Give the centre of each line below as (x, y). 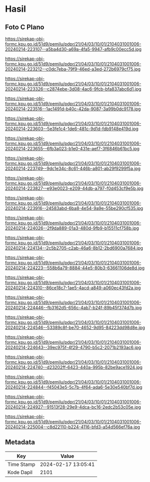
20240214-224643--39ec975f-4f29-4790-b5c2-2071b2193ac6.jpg (73, 347)
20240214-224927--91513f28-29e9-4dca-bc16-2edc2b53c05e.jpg (73, 407)
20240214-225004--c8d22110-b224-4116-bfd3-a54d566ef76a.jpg (73, 427)
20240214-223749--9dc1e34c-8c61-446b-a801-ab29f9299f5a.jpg (73, 168)
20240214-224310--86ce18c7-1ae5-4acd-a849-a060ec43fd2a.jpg (73, 288)
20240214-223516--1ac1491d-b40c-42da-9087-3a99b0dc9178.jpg (73, 109)
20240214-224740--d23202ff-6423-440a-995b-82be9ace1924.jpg (74, 367)
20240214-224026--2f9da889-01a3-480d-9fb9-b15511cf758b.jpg (72, 228)
